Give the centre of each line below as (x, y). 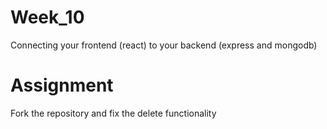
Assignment (62, 85)
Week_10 (47, 17)
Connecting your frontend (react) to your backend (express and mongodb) (164, 45)
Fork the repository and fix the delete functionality (113, 113)
